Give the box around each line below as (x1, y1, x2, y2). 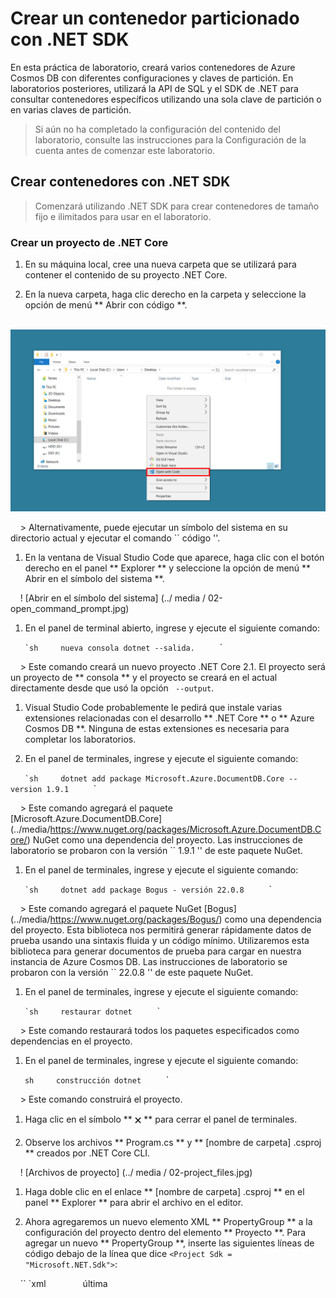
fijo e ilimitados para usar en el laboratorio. (34, 210, 212, 222)
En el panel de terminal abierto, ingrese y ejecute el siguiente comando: (24, 622, 320, 634)
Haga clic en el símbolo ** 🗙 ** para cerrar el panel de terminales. (24, 1113, 298, 1126)
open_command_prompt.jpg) (10, 603, 130, 615)
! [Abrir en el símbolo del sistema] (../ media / (19, 592, 207, 604)
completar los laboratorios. (24, 733, 137, 746)
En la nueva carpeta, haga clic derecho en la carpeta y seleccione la (24, 288, 307, 301)
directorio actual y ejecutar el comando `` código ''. (10, 532, 221, 544)
